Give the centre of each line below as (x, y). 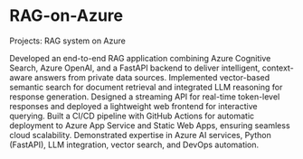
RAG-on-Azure (66, 16)
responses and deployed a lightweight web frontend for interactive (133, 106)
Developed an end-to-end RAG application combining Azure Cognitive (140, 58)
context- (278, 68)
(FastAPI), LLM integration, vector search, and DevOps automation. (134, 145)
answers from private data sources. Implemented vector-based (152, 77)
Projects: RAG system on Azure (68, 41)
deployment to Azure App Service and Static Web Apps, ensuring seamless (150, 125)
